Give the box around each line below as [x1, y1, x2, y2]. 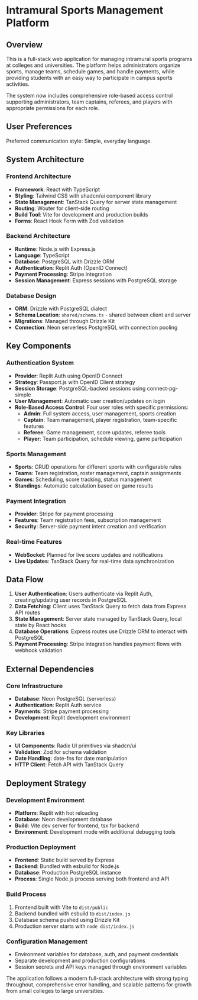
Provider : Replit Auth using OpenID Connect [14, 372, 123, 379]
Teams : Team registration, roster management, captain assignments [14, 470, 181, 477]
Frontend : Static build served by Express [14, 856, 115, 864]
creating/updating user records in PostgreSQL [14, 596, 127, 604]
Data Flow [6, 575, 44, 585]
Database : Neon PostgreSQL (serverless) [14, 695, 116, 702]
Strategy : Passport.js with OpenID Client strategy [14, 378, 135, 385]
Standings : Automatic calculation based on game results [14, 482, 154, 489]
